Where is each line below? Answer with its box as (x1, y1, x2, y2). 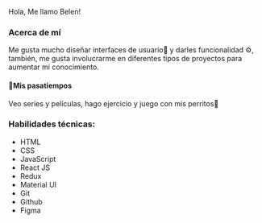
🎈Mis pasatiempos (8, 81, 73, 90)
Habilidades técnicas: (8, 118, 95, 130)
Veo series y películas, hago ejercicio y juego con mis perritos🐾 (8, 98, 219, 108)
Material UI (19, 180, 57, 189)
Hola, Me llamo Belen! (8, 7, 81, 16)
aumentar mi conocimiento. (8, 62, 99, 72)
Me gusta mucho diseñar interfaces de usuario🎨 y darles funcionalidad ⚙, (8, 45, 254, 55)
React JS (19, 163, 51, 172)
